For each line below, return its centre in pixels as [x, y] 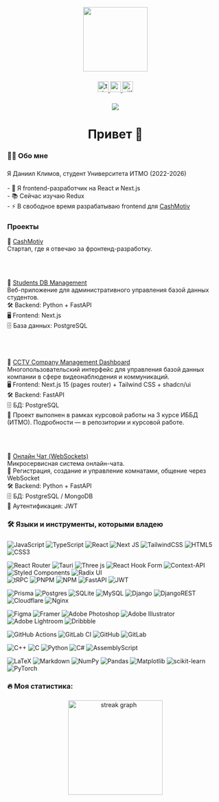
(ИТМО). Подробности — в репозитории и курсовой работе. [96, 423]
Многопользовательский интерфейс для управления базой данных [106, 370]
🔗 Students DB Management [47, 283]
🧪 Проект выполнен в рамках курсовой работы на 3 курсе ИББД [103, 415]
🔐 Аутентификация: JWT [43, 506]
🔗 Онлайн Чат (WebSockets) [48, 456]
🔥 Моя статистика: [40, 686]
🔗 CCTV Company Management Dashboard [69, 362]
